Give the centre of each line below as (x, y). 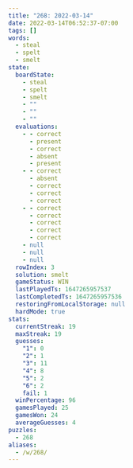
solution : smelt (42, 275)
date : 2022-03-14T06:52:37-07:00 (63, 23)
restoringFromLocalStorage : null (70, 304)
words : (19, 38)
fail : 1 (35, 393)
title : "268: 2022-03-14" (51, 16)
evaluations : (37, 127)
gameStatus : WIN (42, 282)
